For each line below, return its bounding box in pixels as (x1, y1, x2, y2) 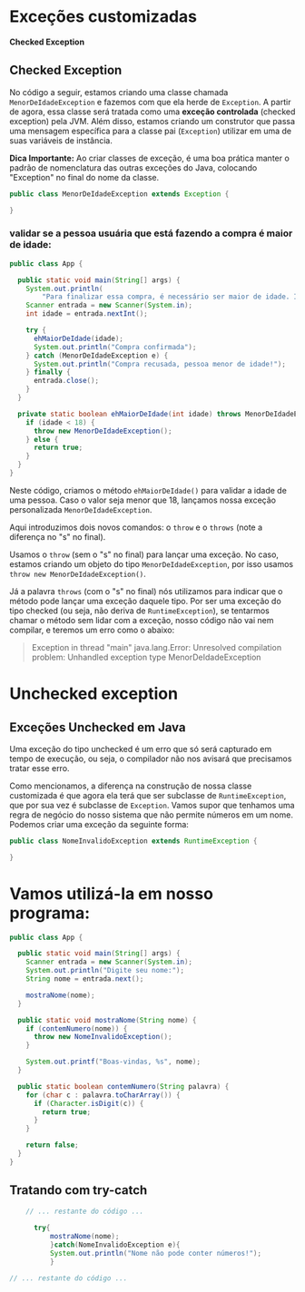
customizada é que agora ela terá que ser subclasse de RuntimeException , (9, 789, 287, 800)
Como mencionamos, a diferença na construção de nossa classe (9, 780, 252, 791)
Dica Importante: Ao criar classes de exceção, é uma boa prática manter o (9, 152, 290, 163)
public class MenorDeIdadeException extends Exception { (9, 189, 230, 199)
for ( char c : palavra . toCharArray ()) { (25, 1091, 181, 1100)
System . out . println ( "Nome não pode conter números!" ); (49, 1249, 261, 1258)
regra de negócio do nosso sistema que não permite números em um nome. (9, 809, 293, 820)
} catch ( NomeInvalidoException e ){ (49, 1240, 181, 1249)
